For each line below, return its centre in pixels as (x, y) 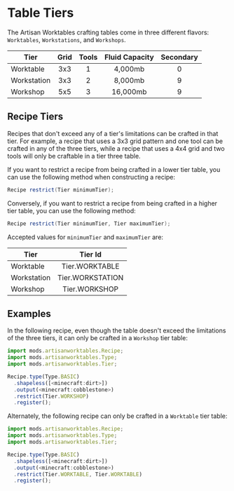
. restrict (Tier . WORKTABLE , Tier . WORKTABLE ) (78, 474)
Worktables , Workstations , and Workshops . (67, 39)
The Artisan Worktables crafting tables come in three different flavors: (108, 32)
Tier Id (90, 254)
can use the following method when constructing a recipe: (91, 177)
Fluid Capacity (129, 57)
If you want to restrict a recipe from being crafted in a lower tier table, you (114, 169)
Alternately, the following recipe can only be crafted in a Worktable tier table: (117, 416)
